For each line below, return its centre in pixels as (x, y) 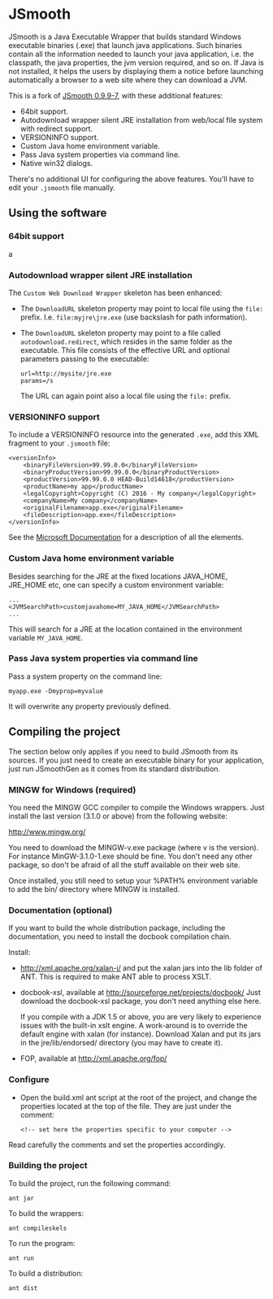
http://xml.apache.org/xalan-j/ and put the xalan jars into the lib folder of (141, 968)
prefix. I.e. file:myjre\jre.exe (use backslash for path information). (134, 317)
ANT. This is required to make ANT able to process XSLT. (116, 977)
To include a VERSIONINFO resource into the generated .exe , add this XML (134, 435)
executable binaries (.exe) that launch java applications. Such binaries (125, 45)
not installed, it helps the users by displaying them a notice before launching (136, 71)
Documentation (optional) (61, 910)
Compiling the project (64, 732)
